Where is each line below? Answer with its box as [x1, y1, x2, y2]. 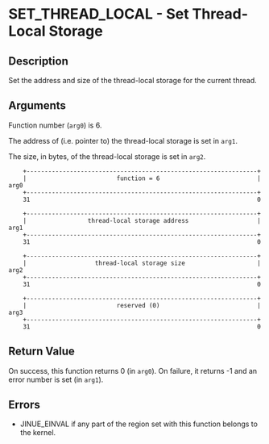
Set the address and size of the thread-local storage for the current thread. [8, 76, 258, 85]
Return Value [8, 345, 75, 358]
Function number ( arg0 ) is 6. [8, 120, 102, 130]
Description [8, 54, 68, 68]
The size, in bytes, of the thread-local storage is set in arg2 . [8, 151, 206, 161]
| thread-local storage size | [23, 259, 262, 267]
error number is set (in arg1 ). [8, 375, 104, 384]
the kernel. [19, 428, 56, 438]
